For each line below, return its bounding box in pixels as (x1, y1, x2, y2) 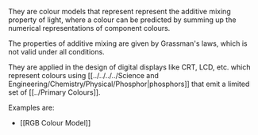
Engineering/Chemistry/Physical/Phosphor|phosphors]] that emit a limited (8, 79, 250, 88)
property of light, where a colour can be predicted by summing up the (8, 15, 237, 24)
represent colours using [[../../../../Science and (8, 71, 159, 80)
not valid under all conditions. (8, 47, 105, 56)
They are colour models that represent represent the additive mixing (8, 7, 232, 16)
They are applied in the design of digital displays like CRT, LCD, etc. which (8, 62, 251, 72)
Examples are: (8, 103, 55, 112)
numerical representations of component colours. (8, 24, 171, 32)
